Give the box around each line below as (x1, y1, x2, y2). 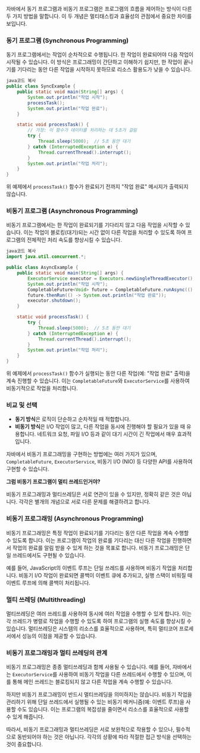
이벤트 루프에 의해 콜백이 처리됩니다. (6, 579, 90, 586)
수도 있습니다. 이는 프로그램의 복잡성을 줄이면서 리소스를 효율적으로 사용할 (17, 706, 189, 713)
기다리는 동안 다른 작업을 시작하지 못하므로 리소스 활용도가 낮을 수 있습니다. (17, 66, 192, 73)
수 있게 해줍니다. (6, 713, 45, 720)
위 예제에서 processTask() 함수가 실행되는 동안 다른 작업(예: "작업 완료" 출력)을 (6, 370, 190, 377)
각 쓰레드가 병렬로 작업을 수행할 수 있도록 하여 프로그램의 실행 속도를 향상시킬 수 (6, 617, 192, 624)
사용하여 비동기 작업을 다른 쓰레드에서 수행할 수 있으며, (58, 671, 186, 678)
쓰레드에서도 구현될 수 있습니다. (12, 551, 86, 558)
